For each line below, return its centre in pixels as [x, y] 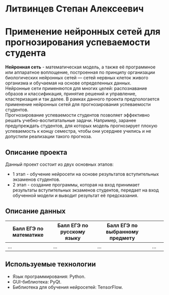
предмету [122, 238]
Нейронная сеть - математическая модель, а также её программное [80, 67]
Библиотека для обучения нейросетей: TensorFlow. [68, 287]
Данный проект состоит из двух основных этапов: [60, 164]
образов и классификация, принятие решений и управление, [71, 94]
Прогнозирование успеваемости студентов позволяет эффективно [77, 115]
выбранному [122, 232]
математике [28, 235]
